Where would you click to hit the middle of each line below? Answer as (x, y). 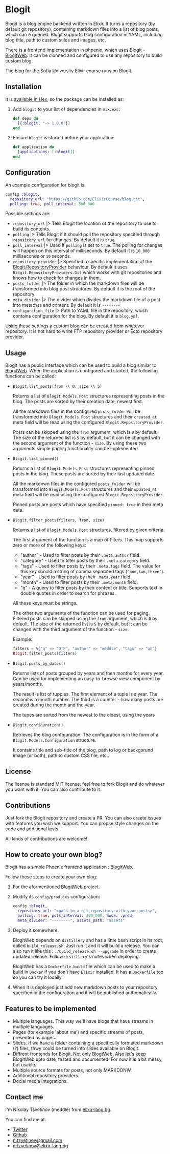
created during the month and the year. (54, 705)
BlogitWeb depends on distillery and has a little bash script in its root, (88, 940)
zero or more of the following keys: (50, 545)
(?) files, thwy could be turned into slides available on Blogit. (76, 1048)
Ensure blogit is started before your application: (64, 138)
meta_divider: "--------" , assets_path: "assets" (71, 920)
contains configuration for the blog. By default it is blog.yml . (76, 316)
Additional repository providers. (46, 1075)
